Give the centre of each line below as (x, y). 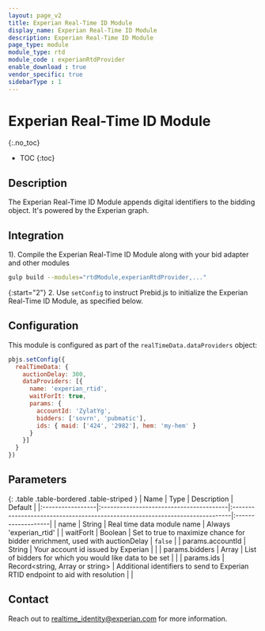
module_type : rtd (37, 52)
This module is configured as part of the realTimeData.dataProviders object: (133, 344)
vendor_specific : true (45, 74)
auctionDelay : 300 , (55, 374)
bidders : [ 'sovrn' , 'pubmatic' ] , (92, 418)
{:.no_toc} (24, 143)
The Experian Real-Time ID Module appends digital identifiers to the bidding (132, 202)
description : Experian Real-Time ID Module (81, 38)
